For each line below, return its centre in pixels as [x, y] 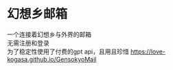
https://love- [148, 51]
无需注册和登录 [28, 43]
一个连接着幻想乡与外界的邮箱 [49, 34]
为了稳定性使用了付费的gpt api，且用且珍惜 [68, 51]
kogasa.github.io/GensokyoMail [52, 59]
